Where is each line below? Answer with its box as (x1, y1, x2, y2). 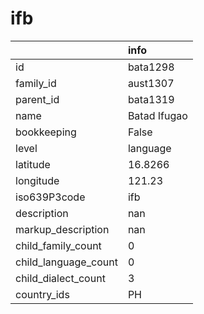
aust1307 (127, 76, 175, 90)
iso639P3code (15, 190, 86, 204)
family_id (15, 76, 57, 90)
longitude (15, 173, 60, 187)
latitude (15, 157, 51, 171)
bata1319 (127, 92, 175, 106)
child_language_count (15, 255, 118, 269)
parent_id (15, 92, 60, 106)
